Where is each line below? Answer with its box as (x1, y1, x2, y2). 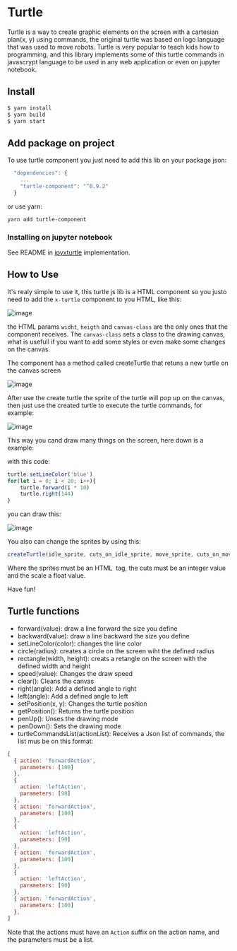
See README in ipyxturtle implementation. (7, 248, 130, 257)
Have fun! (7, 585, 36, 594)
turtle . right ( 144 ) (20, 491, 74, 498)
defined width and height (17, 662, 91, 670)
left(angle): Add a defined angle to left (17, 692, 128, 700)
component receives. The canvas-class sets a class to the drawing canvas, (7, 329, 226, 338)
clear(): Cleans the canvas (17, 677, 95, 685)
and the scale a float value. (7, 571, 86, 580)
